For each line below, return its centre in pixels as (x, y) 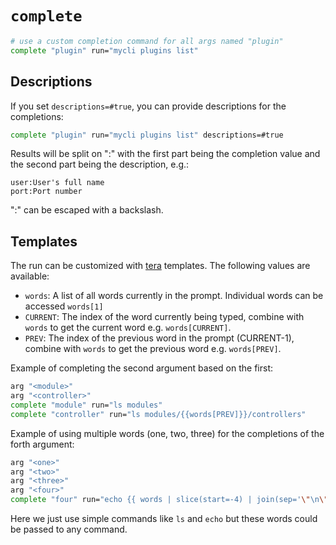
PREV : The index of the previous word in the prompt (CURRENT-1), (159, 338)
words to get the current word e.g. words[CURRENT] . (128, 328)
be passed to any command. (69, 529)
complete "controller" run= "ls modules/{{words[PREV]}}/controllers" (158, 414)
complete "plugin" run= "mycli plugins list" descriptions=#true (147, 135)
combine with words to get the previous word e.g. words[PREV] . (153, 349)
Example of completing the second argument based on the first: (142, 368)
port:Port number (46, 192)
